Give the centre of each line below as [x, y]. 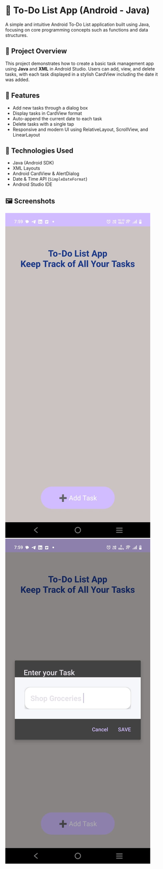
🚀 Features [23, 96]
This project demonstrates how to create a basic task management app [79, 63]
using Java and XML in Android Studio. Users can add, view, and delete [80, 69]
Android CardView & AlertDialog [46, 174]
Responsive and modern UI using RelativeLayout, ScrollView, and [80, 129]
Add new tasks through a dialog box [50, 108]
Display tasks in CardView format [47, 113]
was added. [17, 79]
